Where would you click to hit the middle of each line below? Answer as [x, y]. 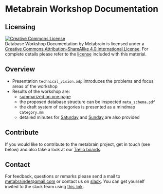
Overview [20, 69]
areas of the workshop [35, 86]
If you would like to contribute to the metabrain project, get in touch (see [78, 144]
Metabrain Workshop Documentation [82, 9]
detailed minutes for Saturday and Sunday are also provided [80, 117]
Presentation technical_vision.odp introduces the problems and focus [83, 81]
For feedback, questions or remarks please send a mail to [63, 176]
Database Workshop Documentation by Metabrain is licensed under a [75, 44]
